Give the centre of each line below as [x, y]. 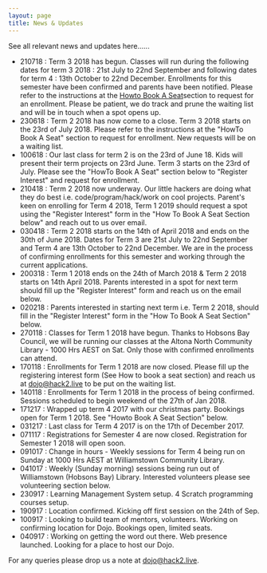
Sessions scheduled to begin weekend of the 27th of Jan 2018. [123, 401]
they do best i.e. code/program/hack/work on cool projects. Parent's [132, 197]
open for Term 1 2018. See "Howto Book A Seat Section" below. [124, 417]
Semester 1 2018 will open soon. [73, 443]
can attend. [38, 358]
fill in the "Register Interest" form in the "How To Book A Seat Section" [135, 315]
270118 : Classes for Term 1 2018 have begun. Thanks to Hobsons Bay [135, 333]
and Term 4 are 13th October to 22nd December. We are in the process [136, 247]
